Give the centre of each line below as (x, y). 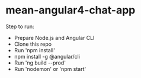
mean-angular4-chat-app (70, 10)
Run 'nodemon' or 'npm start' (50, 69)
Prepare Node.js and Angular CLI (54, 38)
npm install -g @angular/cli (47, 56)
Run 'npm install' (35, 50)
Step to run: (20, 26)
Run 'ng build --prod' (40, 63)
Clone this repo (33, 44)
